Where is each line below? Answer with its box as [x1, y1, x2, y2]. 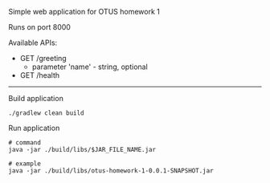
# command [8, 139, 42, 147]
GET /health [19, 71, 60, 79]
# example [8, 160, 42, 168]
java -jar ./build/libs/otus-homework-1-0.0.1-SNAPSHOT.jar [8, 167, 215, 175]
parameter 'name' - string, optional [31, 62, 149, 71]
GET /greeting [19, 54, 67, 63]
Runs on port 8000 [8, 22, 71, 31]
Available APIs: [8, 38, 58, 47]
